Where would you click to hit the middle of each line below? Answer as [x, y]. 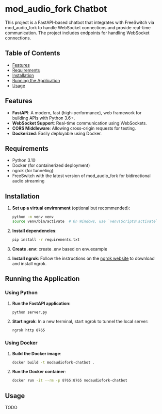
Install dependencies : [34, 231]
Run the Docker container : [39, 372]
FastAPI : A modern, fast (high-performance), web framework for [77, 112]
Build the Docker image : [37, 353]
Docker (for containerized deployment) [51, 165]
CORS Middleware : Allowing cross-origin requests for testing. [74, 128]
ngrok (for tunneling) [33, 171]
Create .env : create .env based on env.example [60, 249]
